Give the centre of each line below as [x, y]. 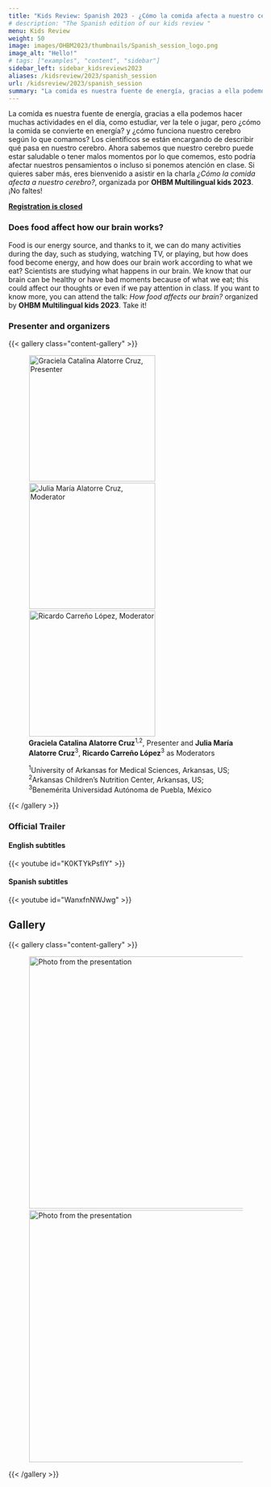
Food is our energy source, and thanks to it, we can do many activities [125, 245]
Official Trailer [37, 826]
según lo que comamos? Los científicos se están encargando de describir [131, 140]
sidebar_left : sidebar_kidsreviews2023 [75, 69]
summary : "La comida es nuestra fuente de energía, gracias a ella [124, 91]
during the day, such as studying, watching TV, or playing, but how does [128, 253]
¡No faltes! [25, 191]
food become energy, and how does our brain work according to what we [131, 262]
